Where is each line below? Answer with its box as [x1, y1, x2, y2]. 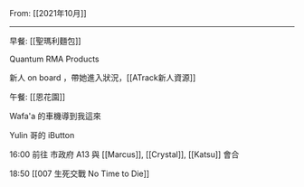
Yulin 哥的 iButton [9, 130, 75, 140]
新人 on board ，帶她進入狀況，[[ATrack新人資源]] [9, 72, 196, 83]
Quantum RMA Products [9, 53, 100, 64]
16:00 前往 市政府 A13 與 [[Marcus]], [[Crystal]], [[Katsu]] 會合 [9, 149, 240, 160]
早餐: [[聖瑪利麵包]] [9, 35, 81, 46]
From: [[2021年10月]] [9, 8, 88, 18]
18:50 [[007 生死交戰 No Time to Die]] [9, 168, 150, 179]
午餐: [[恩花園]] [9, 91, 66, 102]
